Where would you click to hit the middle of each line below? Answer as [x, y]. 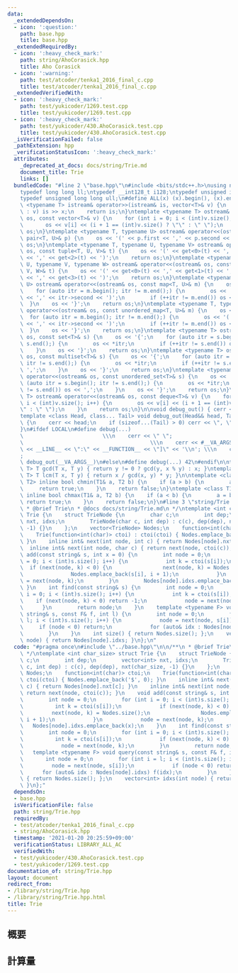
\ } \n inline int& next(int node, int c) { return [101, 541]
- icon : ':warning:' [44, 73]
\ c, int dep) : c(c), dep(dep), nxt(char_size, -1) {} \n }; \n [120, 667]
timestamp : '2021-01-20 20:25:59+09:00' [74, 838]
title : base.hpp [44, 40]
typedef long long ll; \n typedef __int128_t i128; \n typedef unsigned [123, 192]
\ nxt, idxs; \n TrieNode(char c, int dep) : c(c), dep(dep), [123, 522]
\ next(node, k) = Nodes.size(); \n [85, 713]
